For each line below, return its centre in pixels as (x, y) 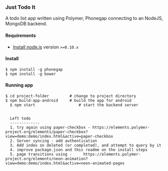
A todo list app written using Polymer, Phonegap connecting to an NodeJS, (84, 18)
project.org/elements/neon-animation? (47, 159)
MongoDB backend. (26, 24)
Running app (19, 85)
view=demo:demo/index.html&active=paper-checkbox (59, 136)
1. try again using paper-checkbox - (50, 127)
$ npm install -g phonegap (34, 69)
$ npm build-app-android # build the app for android (68, 100)
